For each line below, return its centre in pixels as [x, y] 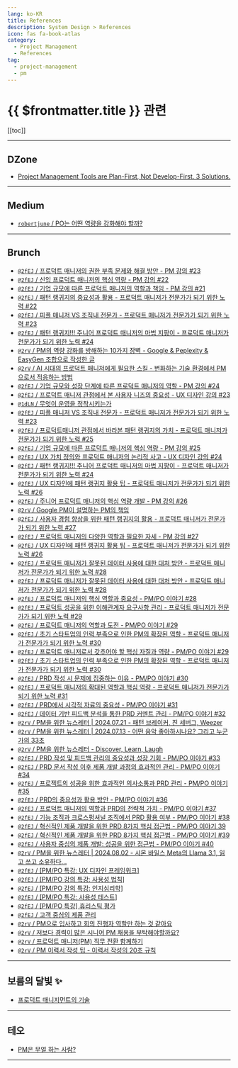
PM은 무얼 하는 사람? [47, 1049]
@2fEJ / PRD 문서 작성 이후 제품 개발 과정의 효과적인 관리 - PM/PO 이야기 [119, 767]
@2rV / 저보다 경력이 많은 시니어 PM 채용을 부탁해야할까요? [98, 932]
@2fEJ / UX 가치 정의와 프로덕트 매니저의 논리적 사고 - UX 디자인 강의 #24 [120, 456]
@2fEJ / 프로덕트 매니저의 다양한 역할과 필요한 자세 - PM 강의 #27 [108, 536]
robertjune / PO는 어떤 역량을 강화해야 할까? [80, 223]
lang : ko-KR [25, 14]
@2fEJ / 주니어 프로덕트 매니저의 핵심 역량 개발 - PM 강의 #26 [102, 501]
